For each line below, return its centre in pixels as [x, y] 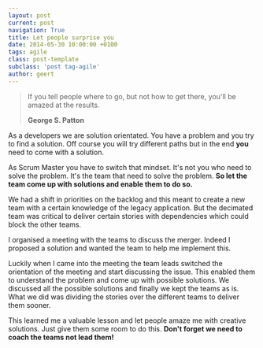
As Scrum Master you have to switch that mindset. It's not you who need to [130, 167]
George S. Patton [56, 120]
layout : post [30, 15]
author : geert [31, 74]
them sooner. [30, 305]
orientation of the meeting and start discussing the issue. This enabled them [132, 272]
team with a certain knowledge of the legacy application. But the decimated [131, 207]
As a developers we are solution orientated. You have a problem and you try [131, 135]
